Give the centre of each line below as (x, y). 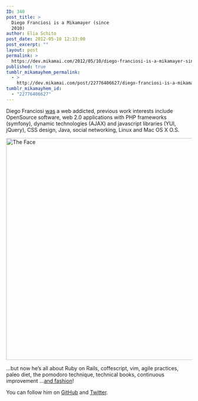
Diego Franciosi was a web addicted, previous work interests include (90, 111)
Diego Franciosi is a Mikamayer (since (60, 22)
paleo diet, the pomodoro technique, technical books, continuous (85, 374)
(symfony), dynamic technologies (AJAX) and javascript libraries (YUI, (91, 123)
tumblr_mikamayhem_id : (34, 89)
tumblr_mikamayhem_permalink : (43, 72)
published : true (26, 67)
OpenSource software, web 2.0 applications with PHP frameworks (86, 117)
